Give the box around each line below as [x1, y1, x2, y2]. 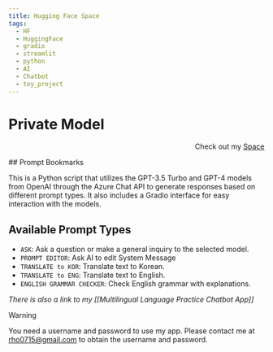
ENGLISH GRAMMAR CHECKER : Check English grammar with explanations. [19, 279, 251, 289]
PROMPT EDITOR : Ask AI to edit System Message [19, 253, 176, 263]
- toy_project [15, 80, 63, 88]
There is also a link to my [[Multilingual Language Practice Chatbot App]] [8, 294, 254, 305]
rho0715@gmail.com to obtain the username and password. [8, 335, 209, 345]
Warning [8, 311, 37, 320]
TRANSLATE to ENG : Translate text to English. [19, 270, 166, 280]
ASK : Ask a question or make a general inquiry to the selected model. [19, 245, 249, 254]
